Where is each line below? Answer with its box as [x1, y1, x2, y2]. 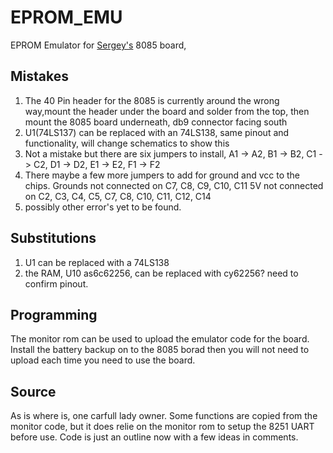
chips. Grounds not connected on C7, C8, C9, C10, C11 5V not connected [24, 179, 324, 191]
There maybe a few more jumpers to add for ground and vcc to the [24, 169, 301, 181]
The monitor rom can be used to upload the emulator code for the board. [10, 333, 310, 345]
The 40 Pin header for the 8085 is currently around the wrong [24, 94, 280, 106]
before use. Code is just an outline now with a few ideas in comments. [10, 431, 299, 443]
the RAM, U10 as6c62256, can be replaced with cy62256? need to [24, 267, 299, 279]
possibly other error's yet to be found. [24, 201, 182, 213]
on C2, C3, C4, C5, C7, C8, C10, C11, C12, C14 [24, 190, 212, 202]
